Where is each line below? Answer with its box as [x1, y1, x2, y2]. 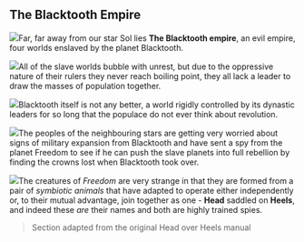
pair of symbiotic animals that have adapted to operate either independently [9, 185, 294, 196]
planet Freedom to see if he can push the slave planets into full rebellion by [9, 146, 290, 157]
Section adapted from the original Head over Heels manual [31, 222, 251, 233]
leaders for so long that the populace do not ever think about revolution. [9, 108, 279, 119]
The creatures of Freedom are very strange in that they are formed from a [18, 175, 294, 186]
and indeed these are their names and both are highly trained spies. [9, 204, 263, 215]
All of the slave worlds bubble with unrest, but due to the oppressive [18, 61, 274, 72]
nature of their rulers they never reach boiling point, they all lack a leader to [9, 70, 291, 81]
